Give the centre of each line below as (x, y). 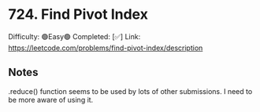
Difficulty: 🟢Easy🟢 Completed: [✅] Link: (74, 36)
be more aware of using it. (51, 99)
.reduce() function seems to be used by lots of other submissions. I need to (130, 91)
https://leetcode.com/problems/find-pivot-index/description (106, 48)
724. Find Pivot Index (78, 14)
